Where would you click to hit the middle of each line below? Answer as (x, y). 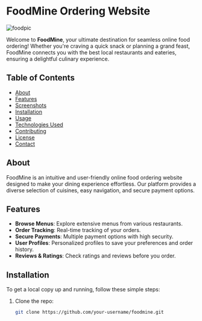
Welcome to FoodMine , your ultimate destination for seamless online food (98, 39)
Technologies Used (39, 125)
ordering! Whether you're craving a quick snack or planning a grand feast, (98, 46)
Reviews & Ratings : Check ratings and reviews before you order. (95, 256)
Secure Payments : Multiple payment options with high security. (94, 236)
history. (24, 250)
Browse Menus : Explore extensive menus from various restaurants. (99, 224)
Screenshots (31, 105)
